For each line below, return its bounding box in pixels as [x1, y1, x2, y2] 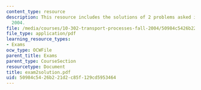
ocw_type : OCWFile [6, 47, 52, 53]
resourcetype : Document [6, 63, 66, 70]
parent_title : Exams [6, 53, 58, 59]
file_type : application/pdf [6, 31, 77, 37]
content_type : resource [6, 8, 66, 15]
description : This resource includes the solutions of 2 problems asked [6, 14, 191, 20]
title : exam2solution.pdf [6, 69, 71, 75]
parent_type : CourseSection [6, 58, 77, 64]
